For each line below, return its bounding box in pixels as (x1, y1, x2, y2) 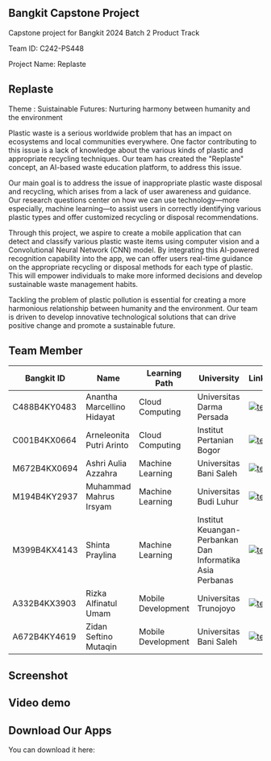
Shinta (85, 539, 110, 551)
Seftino (85, 631, 113, 642)
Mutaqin (85, 641, 117, 652)
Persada (197, 411, 229, 422)
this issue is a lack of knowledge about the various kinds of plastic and (8, 145, 244, 155)
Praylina (85, 550, 117, 561)
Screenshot (8, 668, 69, 682)
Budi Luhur (197, 496, 239, 507)
